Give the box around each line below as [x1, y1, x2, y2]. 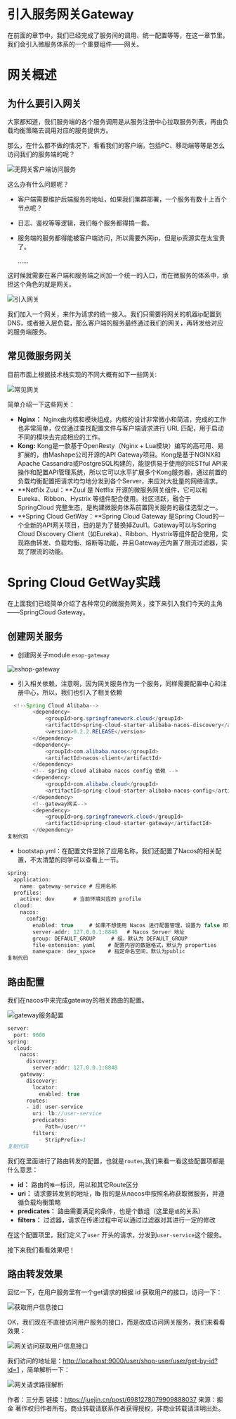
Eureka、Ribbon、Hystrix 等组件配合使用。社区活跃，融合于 [17, 494, 192, 502]
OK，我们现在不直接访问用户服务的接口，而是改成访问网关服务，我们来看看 [7, 1318, 226, 1327]
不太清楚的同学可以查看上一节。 [29, 855, 123, 864]
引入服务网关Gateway [7, 6, 134, 23]
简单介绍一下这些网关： [7, 399, 75, 409]
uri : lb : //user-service [32, 1110, 102, 1117]
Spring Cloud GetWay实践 [7, 574, 160, 590]
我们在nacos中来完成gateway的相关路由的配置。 [7, 996, 148, 1004]
